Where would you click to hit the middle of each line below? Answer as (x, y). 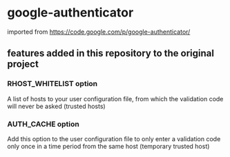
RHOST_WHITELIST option (52, 84)
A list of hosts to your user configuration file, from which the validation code (115, 98)
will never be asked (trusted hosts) (56, 106)
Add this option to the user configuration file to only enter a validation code (114, 138)
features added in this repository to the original (111, 53)
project (23, 64)
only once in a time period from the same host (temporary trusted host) (108, 146)
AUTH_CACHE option (43, 124)
